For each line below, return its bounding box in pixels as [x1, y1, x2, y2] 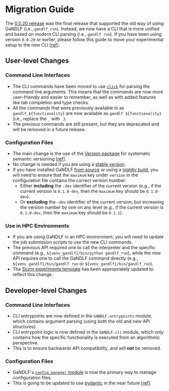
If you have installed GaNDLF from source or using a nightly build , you [12, 166, 158, 173]
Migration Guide [5, 4, 75, 15]
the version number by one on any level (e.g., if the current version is [20, 204, 164, 210]
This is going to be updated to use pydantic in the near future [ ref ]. [12, 380, 151, 386]
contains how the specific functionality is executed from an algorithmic [12, 334, 160, 340]
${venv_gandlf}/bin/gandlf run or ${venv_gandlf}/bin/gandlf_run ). [12, 261, 154, 267]
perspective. [12, 339, 39, 345]
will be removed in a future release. [12, 126, 86, 132]
